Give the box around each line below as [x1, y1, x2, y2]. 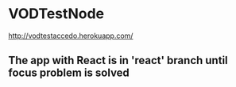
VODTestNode [8, 5, 105, 23]
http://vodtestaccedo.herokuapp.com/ [8, 31, 133, 40]
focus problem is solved [8, 66, 130, 80]
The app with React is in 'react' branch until [8, 54, 228, 67]
